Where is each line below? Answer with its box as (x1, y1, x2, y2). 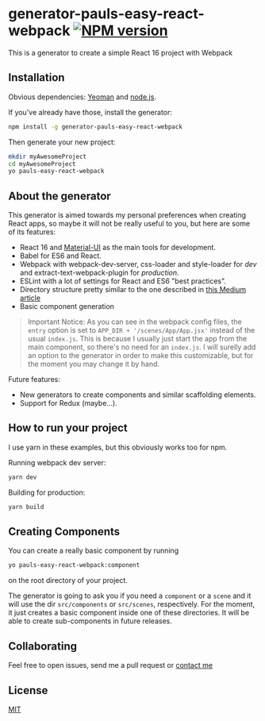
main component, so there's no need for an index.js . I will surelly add (27, 342, 256, 352)
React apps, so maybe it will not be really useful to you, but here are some (8, 219, 251, 229)
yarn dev (8, 473, 37, 481)
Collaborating (8, 639, 78, 653)
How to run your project (8, 422, 129, 435)
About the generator (8, 189, 111, 202)
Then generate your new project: (8, 137, 116, 147)
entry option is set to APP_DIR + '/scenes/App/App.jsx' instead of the (27, 326, 255, 335)
